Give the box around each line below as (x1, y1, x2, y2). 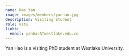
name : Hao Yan (5, 7, 36, 13)
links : (5, 26, 19, 32)
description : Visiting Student (5, 17, 72, 22)
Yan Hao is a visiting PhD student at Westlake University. (5, 45, 124, 51)
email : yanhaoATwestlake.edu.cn (10, 31, 79, 36)
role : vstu (5, 21, 29, 27)
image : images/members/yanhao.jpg (5, 12, 79, 17)
